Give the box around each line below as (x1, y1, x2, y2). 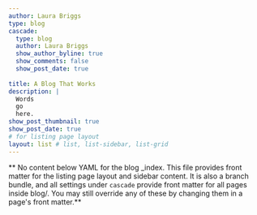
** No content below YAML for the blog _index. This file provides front (8, 162, 242, 172)
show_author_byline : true (15, 49, 104, 58)
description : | (8, 87, 60, 96)
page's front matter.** (8, 196, 82, 207)
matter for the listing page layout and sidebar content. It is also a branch (8, 171, 250, 181)
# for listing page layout (8, 132, 100, 140)
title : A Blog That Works (8, 80, 96, 88)
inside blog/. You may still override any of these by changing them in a (8, 188, 243, 198)
